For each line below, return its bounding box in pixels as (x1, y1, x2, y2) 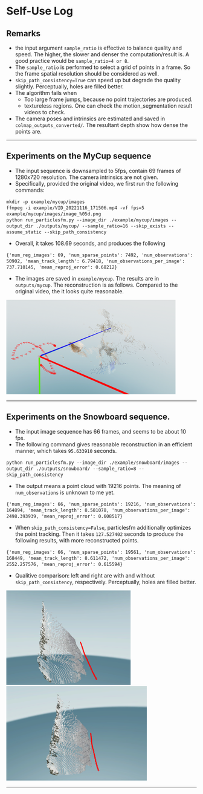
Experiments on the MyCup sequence (6, 151, 152, 161)
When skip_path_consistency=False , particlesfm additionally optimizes (14, 524, 192, 531)
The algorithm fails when (14, 89, 77, 96)
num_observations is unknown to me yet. (14, 489, 115, 496)
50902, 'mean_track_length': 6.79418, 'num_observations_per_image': (6, 258, 185, 264)
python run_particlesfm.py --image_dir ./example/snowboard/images (6, 460, 180, 466)
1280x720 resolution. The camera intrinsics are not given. (14, 174, 159, 181)
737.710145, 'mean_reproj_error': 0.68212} (6, 264, 118, 270)
